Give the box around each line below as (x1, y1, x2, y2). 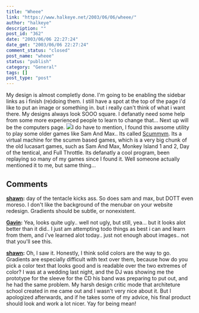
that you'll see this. (6, 237, 52, 245)
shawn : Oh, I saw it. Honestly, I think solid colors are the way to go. (6, 249, 171, 256)
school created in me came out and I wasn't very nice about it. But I (6, 287, 171, 295)
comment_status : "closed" (6, 48, 70, 54)
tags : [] (6, 70, 28, 76)
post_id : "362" (6, 31, 44, 37)
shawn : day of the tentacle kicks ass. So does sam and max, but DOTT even (6, 195, 194, 202)
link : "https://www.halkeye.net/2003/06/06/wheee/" (6, 14, 137, 20)
